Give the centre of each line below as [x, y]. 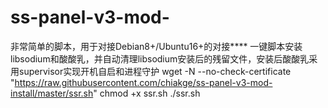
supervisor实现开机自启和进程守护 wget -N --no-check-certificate [155, 71]
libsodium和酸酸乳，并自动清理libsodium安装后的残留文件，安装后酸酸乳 [160, 58]
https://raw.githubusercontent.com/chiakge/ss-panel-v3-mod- [143, 82]
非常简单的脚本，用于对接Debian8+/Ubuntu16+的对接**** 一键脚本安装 [156, 46]
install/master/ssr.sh [52, 93]
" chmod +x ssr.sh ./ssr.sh [147, 93]
